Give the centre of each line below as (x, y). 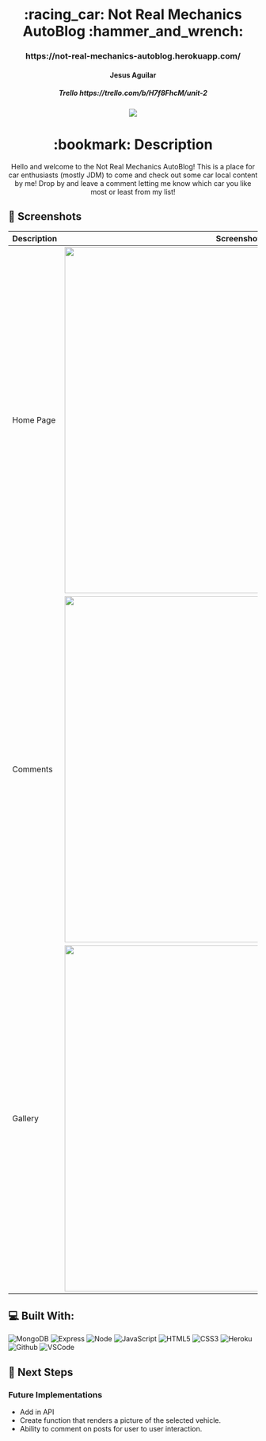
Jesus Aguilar (133, 75)
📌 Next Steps (41, 1372)
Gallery (26, 1119)
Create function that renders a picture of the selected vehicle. (120, 1420)
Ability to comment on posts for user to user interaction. (111, 1428)
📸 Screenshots (45, 216)
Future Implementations (55, 1394)
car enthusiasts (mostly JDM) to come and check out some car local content (133, 175)
